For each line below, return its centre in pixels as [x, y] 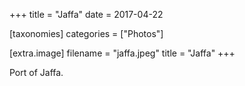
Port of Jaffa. [36, 72]
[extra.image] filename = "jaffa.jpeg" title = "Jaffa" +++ [122, 53]
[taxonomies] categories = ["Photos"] [86, 33]
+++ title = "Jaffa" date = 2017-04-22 [86, 14]
